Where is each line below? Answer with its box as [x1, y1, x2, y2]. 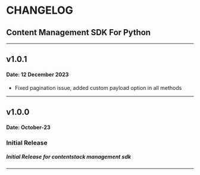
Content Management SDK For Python [6, 27, 151, 37]
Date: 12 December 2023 [6, 71, 69, 78]
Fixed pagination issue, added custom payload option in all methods [14, 84, 182, 91]
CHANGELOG [6, 4, 73, 17]
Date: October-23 [6, 123, 51, 131]
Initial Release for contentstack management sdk [6, 153, 132, 161]
